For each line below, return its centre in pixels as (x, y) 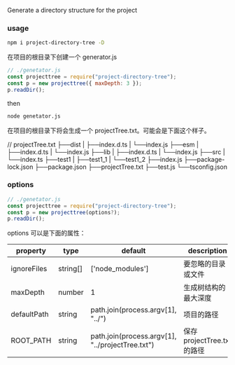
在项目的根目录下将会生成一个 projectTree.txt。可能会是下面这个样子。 (109, 130)
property (31, 251)
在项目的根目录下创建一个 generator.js (62, 57)
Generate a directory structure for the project (72, 10)
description (207, 251)
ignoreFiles (29, 269)
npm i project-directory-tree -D (56, 43)
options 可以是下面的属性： (47, 233)
